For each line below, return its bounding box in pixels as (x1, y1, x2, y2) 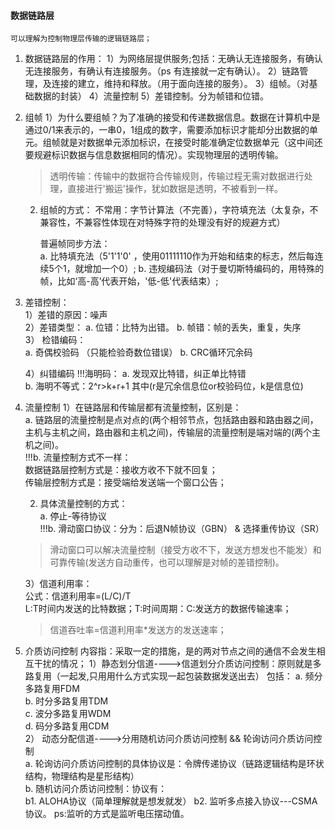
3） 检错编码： (24, 334, 87, 346)
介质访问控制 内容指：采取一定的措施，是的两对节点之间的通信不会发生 (24, 645, 317, 657)
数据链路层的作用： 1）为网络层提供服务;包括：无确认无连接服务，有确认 (24, 53, 323, 65)
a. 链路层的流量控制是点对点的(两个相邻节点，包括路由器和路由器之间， (24, 414, 319, 426)
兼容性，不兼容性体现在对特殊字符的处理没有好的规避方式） (39, 216, 286, 229)
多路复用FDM (24, 683, 80, 695)
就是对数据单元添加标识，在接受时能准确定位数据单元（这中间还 (59, 136, 323, 149)
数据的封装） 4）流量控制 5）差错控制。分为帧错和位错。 (33, 90, 270, 102)
